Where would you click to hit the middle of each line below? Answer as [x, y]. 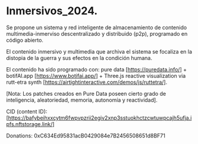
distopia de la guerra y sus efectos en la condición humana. [79, 58]
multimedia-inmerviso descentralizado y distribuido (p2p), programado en [97, 33]
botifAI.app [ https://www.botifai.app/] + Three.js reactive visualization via [96, 76]
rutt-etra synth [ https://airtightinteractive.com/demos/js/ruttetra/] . [87, 82]
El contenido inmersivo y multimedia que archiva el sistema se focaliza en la [99, 51]
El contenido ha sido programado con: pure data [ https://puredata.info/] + [97, 69]
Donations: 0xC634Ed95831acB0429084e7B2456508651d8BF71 [86, 136]
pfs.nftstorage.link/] [30, 124]
